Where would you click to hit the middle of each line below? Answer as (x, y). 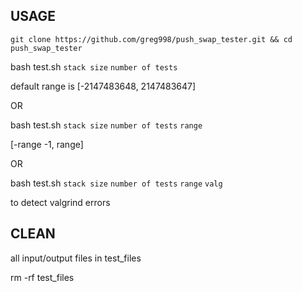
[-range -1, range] (47, 144)
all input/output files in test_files (76, 258)
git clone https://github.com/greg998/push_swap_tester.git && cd (151, 39)
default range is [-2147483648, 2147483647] (103, 86)
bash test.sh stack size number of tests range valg (116, 183)
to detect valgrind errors (60, 202)
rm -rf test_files (42, 277)
